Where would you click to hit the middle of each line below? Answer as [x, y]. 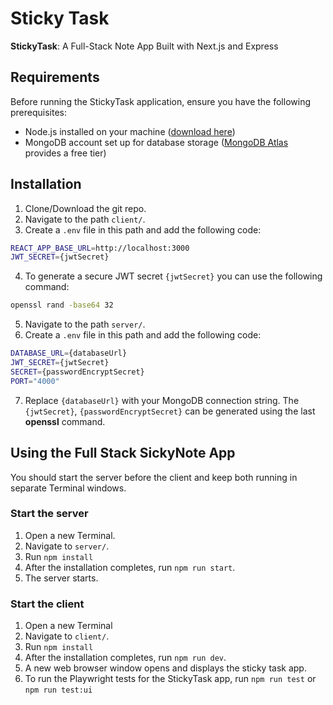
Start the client [47, 604]
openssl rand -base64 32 [62, 305]
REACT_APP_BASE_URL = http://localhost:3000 [100, 248]
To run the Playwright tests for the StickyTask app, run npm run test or [170, 679]
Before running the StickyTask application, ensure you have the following [160, 101]
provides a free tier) [65, 153]
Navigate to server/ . [67, 546]
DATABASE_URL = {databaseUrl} [69, 353]
